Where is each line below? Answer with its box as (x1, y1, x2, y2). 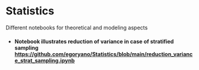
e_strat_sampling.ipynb (14, 57, 75, 64)
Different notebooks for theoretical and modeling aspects (5, 24, 148, 31)
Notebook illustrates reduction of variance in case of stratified (14, 38, 174, 45)
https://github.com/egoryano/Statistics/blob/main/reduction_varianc (14, 50, 193, 57)
